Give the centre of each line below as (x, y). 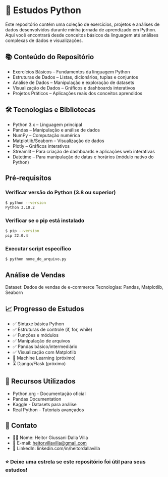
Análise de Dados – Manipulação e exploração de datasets (73, 82)
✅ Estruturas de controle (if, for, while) (52, 329)
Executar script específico (38, 248)
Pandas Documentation (37, 399)
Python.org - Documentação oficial (49, 394)
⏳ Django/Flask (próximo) (39, 363)
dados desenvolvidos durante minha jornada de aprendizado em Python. (81, 29)
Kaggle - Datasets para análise (44, 404)
